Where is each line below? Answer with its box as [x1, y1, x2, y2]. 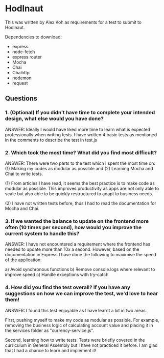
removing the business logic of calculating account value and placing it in [5, 322, 153, 328]
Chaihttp [12, 69, 30, 75]
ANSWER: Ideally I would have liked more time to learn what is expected [5, 126, 150, 132]
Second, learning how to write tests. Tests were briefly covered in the [5, 337, 145, 343]
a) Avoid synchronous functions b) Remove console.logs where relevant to [5, 267, 155, 272]
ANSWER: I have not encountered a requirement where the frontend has [5, 241, 151, 247]
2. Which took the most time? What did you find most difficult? [5, 149, 157, 156]
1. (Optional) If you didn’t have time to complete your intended [5, 109, 155, 116]
